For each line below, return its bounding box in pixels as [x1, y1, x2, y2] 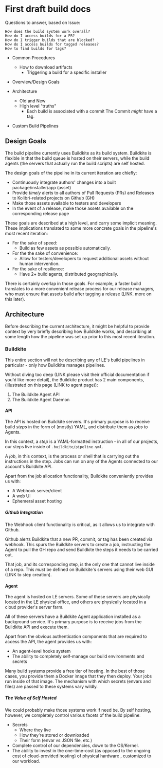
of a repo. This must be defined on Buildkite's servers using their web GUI [5, 567, 153, 572]
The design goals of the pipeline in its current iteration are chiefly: [5, 170, 137, 176]
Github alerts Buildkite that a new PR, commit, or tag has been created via [5, 536, 153, 542]
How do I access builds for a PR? [5, 33, 75, 38]
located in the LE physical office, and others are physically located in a [5, 599, 147, 605]
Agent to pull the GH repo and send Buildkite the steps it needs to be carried [5, 547, 158, 553]
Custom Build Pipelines [12, 123, 59, 129]
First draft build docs [5, 3, 91, 15]
